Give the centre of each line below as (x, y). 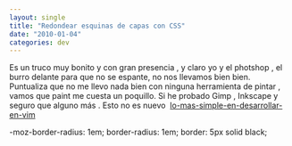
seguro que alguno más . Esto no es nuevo (88, 105)
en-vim (22, 115)
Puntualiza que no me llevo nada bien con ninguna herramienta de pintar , (145, 86)
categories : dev (39, 42)
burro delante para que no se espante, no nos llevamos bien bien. (130, 77)
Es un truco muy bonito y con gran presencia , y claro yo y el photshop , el (146, 68)
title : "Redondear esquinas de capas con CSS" (97, 26)
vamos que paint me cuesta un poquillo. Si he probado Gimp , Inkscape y (144, 96)
